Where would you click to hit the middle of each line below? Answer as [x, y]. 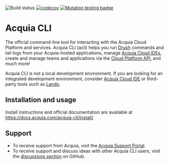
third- [153, 79]
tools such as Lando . [39, 84]
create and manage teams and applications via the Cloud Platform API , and [83, 58]
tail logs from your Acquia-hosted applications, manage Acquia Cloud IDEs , [83, 52]
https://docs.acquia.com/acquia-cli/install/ [49, 117]
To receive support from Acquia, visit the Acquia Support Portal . [79, 145]
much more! [18, 64]
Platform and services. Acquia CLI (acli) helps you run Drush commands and [84, 47]
